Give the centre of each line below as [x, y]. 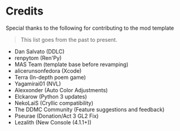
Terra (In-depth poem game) [50, 77]
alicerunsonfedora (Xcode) [48, 70]
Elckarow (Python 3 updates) [51, 96]
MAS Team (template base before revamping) [71, 64]
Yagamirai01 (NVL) [38, 84]
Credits [25, 11]
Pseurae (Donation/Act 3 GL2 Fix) [56, 116]
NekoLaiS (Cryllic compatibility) [54, 103]
